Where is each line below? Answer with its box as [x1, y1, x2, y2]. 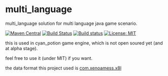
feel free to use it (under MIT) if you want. [5, 55, 93, 61]
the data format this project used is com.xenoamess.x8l [5, 65, 122, 71]
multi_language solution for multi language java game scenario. [5, 20, 138, 26]
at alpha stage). [5, 45, 38, 51]
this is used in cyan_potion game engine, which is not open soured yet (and [5, 40, 163, 46]
